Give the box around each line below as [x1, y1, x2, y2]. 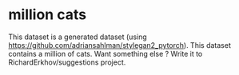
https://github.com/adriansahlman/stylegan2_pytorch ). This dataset [8, 40, 232, 49]
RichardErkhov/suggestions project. [8, 57, 126, 67]
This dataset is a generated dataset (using [8, 32, 148, 41]
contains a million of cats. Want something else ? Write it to [8, 49, 203, 58]
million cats [8, 6, 86, 24]
